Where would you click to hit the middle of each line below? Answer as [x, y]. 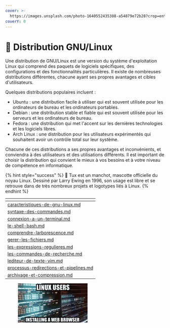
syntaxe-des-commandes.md [39, 212]
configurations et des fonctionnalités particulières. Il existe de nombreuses [83, 72]
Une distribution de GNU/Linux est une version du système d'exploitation [81, 61]
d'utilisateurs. [19, 82]
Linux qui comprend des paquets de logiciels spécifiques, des [70, 66]
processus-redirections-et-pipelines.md [50, 268]
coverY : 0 [16, 21]
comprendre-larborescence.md [41, 233]
